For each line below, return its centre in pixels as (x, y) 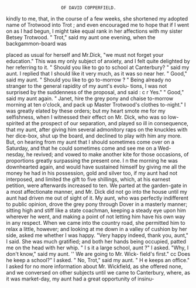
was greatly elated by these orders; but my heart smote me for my (86, 111)
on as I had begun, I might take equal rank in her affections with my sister (94, 31)
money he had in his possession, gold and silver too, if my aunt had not (92, 173)
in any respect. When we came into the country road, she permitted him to (96, 223)
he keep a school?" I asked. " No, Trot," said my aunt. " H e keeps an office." (98, 260)
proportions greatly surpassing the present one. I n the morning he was (92, 161)
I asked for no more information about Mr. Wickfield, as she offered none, (94, 266)
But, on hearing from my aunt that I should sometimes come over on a (90, 142)
